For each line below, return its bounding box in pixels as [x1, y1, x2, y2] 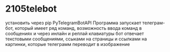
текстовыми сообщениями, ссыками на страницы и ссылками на [5, 36, 147, 42]
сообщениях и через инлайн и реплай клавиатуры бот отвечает [5, 30, 144, 36]
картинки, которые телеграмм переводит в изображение [5, 41, 130, 47]
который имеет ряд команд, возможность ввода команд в [15, 25, 142, 31]
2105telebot [5, 3, 57, 15]
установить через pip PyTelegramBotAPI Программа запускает [5, 20, 142, 26]
